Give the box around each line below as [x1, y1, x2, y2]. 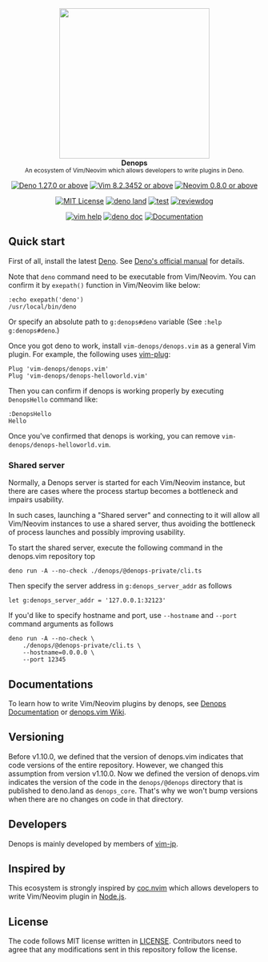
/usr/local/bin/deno [8, 302, 78, 311]
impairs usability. [8, 495, 64, 504]
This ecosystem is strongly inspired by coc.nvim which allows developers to [8, 883, 259, 893]
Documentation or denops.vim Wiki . [8, 707, 126, 717]
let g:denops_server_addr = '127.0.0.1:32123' [8, 596, 166, 604]
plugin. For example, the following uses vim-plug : [8, 349, 171, 359]
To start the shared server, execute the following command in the [8, 543, 223, 552]
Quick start [8, 235, 66, 249]
